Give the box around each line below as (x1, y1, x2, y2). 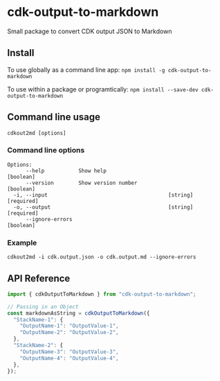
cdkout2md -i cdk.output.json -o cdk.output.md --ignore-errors (7, 254, 196, 260)
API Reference (7, 272, 71, 284)
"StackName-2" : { (13, 342, 64, 349)
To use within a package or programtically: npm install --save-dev (7, 85, 199, 94)
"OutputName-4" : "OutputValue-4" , (19, 355, 119, 362)
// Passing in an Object (7, 303, 79, 310)
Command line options (7, 145, 85, 155)
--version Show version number (25, 179, 138, 186)
